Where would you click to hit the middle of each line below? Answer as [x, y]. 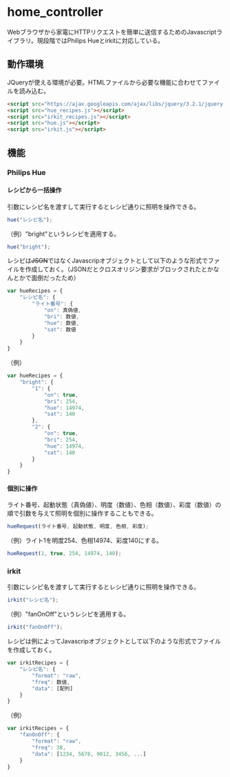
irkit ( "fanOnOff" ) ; [35, 628]
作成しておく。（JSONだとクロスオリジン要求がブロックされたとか [119, 269]
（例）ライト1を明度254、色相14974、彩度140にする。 [85, 541]
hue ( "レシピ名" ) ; [30, 220]
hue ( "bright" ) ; [29, 247]
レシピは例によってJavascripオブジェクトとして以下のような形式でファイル [114, 641]
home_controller [55, 12]
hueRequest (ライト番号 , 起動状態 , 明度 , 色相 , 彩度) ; [78, 527]
